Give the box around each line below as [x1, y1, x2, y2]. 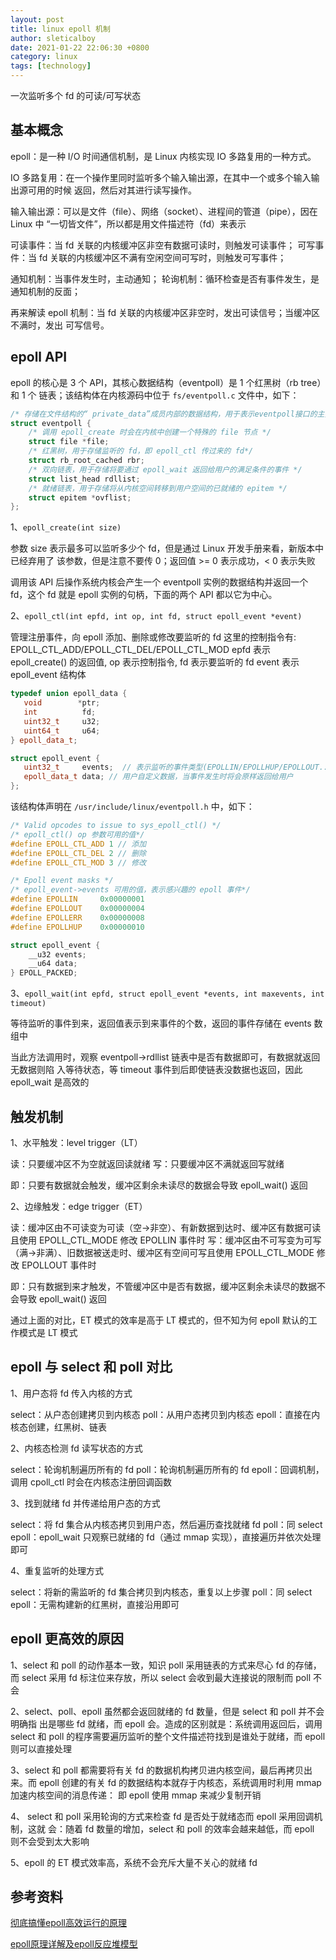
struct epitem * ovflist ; [28, 492, 132, 503]
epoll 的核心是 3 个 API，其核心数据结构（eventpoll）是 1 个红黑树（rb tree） [10, 376, 322, 388]
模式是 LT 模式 [18, 1326, 78, 1338]
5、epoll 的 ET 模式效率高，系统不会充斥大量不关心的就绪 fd [10, 1856, 258, 1868]
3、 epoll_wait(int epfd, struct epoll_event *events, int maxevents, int [10, 987, 325, 1000]
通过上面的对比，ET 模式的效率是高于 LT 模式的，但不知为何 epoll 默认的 [10, 1314, 309, 1326]
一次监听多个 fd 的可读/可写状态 [10, 90, 142, 101]
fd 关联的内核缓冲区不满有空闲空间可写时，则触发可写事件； [38, 251, 287, 263]
